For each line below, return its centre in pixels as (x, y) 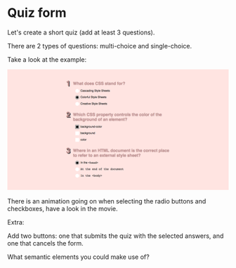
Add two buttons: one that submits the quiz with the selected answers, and (116, 236)
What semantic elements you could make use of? (78, 257)
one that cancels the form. (46, 243)
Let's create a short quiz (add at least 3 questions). (81, 32)
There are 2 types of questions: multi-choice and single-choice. (100, 46)
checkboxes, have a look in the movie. (63, 208)
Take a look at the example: (47, 59)
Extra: (16, 222)
